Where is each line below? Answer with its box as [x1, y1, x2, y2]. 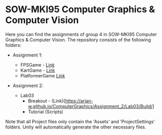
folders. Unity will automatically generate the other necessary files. [5, 124, 147, 130]
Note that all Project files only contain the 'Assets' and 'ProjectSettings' [5, 118, 155, 124]
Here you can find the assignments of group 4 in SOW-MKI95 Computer [5, 31, 157, 37]
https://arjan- [65, 98, 94, 104]
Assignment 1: [12, 52, 42, 58]
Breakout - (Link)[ [28, 98, 65, 104]
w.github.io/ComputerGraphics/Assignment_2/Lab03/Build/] [28, 103, 154, 109]
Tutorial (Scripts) [28, 109, 63, 115]
